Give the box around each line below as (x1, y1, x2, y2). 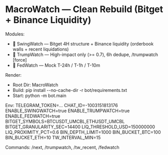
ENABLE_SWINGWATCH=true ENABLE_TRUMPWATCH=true (5, 108, 130, 114)
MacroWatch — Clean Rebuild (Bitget (5, 4, 163, 15)
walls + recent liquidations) (12, 46, 69, 52)
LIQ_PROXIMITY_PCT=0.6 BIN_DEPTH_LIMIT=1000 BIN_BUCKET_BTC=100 (5, 129, 161, 135)
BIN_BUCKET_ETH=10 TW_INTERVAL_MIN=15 (5, 134, 101, 140)
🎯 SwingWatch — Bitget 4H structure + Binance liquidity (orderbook (12, 40, 154, 46)
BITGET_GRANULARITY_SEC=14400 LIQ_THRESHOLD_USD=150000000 (5, 124, 155, 130)
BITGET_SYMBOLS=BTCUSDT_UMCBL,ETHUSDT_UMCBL (5, 118, 125, 124)
